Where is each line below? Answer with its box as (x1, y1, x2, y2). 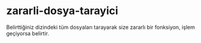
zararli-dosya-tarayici (6, 4, 119, 18)
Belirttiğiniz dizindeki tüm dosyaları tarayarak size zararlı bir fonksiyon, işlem (6, 24, 195, 31)
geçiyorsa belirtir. (6, 29, 49, 37)
